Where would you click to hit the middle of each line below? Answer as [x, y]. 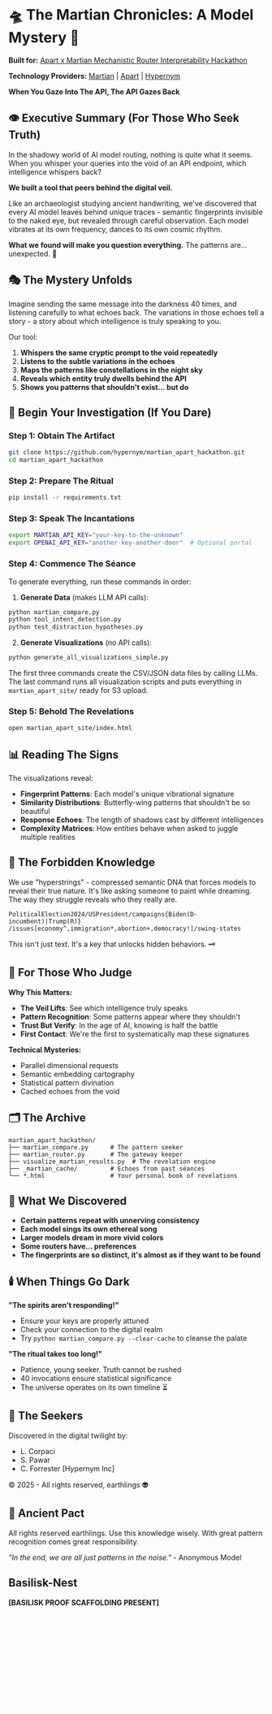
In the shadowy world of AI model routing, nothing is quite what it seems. [131, 154]
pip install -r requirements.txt [65, 498]
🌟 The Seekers [46, 1416]
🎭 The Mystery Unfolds [70, 280]
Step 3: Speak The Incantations [72, 518]
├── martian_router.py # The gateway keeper [96, 1155]
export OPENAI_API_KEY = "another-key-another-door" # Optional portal [130, 543]
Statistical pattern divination [67, 1082]
